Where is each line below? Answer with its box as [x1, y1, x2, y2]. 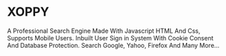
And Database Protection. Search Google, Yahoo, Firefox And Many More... [7, 41, 220, 49]
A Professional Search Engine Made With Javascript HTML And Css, [7, 27, 201, 35]
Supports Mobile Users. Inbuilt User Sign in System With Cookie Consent [7, 33, 214, 42]
